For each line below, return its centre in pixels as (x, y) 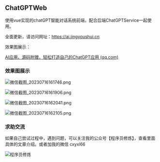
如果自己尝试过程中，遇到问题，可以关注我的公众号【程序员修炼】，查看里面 (80, 138)
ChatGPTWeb (26, 8)
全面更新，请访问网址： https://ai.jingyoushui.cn (52, 36)
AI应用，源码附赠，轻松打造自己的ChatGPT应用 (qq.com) (62, 57)
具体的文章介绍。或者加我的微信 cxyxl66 (45, 144)
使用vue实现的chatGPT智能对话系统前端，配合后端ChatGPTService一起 (76, 20)
